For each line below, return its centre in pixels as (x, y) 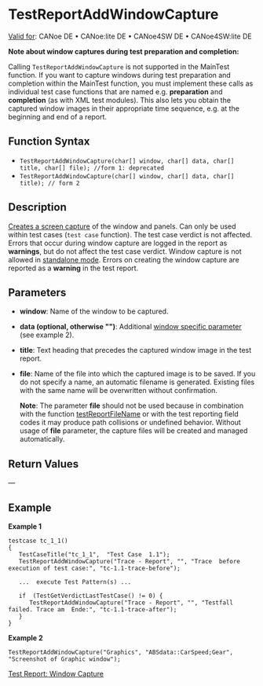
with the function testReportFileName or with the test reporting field (129, 414)
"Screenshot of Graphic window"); (65, 659)
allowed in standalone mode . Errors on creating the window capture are (124, 259)
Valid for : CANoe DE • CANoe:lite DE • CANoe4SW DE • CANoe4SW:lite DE (130, 36)
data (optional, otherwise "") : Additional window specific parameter (130, 327)
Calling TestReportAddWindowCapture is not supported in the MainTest (119, 66)
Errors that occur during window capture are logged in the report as (118, 243)
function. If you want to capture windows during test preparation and (120, 75)
